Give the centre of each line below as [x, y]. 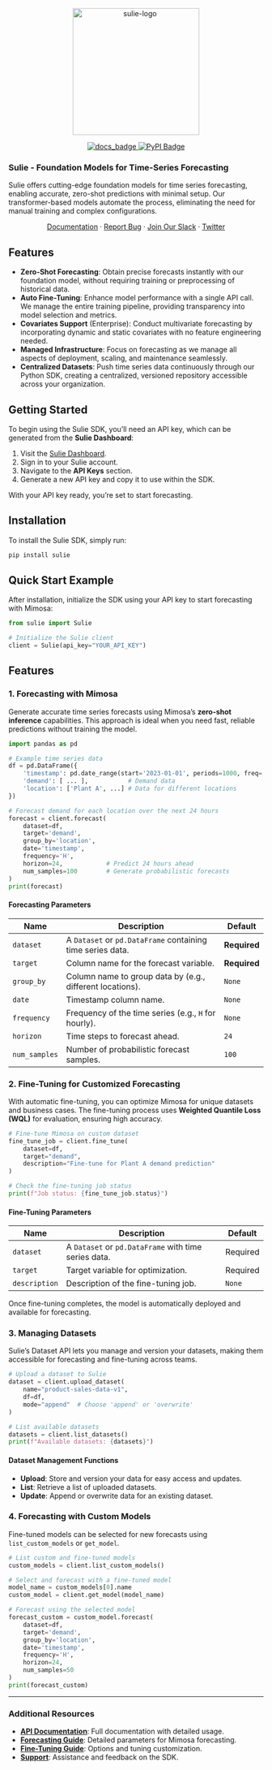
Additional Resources [51, 1713]
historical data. [45, 289]
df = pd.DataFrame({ [43, 766]
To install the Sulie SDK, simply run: [68, 540]
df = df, [34, 1397]
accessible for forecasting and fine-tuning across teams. [103, 1359]
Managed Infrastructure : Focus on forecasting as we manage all [128, 350]
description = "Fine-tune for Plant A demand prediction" [119, 1164]
